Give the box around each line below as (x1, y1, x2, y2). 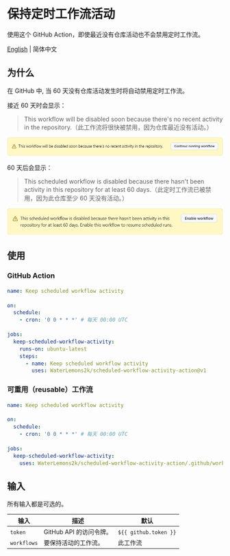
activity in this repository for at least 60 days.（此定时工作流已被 (23, 185, 205, 193)
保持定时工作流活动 (7, 6, 116, 22)
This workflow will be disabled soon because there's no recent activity (23, 115, 223, 123)
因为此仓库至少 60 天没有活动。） (36, 194, 129, 202)
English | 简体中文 (7, 45, 57, 53)
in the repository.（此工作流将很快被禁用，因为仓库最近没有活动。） (23, 123, 213, 131)
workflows (10, 540, 38, 546)
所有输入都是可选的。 (7, 500, 67, 509)
